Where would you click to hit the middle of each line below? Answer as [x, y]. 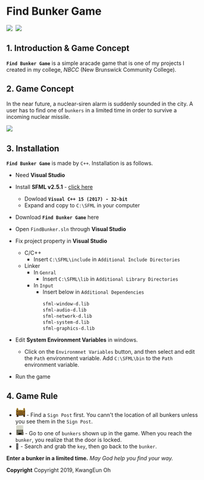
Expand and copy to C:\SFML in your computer [82, 205]
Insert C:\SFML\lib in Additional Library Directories [110, 279]
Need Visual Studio [40, 175]
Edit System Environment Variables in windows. [77, 340]
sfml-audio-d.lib [64, 310]
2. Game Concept [40, 89]
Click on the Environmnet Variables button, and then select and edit [110, 352]
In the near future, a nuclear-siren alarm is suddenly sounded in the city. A [100, 104]
